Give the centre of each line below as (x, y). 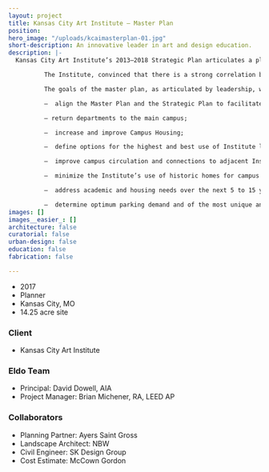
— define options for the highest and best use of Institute (150, 147)
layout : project (35, 16)
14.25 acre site (44, 312)
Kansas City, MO (47, 303)
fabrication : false (41, 257)
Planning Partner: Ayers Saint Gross (79, 435)
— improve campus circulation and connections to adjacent (146, 162)
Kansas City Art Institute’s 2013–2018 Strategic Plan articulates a (134, 61)
